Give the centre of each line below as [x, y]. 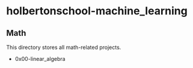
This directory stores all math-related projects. [64, 47]
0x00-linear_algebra [40, 59]
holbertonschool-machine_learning [97, 11]
